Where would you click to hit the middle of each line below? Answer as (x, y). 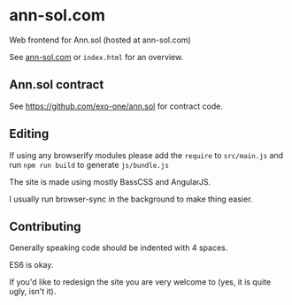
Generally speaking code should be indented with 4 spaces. (119, 248)
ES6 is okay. (31, 265)
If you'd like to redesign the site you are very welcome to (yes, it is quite (140, 282)
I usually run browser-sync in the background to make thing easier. (131, 199)
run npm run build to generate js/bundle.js (89, 164)
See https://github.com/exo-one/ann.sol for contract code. (116, 106)
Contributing (45, 226)
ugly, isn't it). (33, 292)
